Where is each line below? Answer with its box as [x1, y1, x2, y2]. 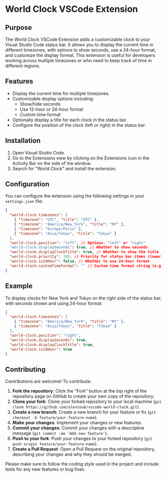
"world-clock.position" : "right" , [9, 333, 81, 338]
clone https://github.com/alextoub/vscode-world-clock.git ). [12, 404, 140, 410]
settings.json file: [5, 198, 43, 204]
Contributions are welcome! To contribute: [5, 379, 92, 385]
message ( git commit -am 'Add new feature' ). [12, 430, 108, 436]
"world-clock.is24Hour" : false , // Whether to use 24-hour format [9, 259, 150, 264]
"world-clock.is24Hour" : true [9, 347, 72, 352]
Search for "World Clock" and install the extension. [12, 165, 117, 171]
